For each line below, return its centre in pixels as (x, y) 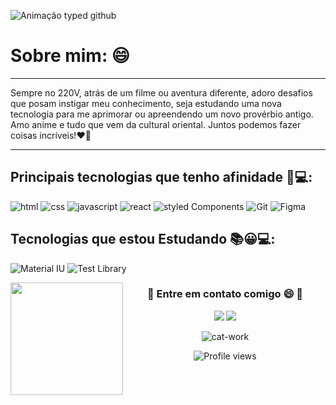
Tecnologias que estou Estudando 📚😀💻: (143, 239)
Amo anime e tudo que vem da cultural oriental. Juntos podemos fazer (156, 124)
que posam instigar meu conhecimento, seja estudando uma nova (146, 103)
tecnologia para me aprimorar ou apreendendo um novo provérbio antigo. (162, 114)
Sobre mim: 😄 (70, 56)
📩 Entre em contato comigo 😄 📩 (225, 294)
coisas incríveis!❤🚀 (51, 135)
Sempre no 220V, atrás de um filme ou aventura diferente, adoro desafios (161, 92)
